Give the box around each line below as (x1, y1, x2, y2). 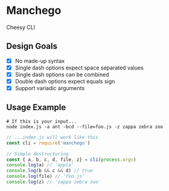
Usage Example (6, 102, 66, 112)
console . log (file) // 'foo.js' (6, 173, 85, 180)
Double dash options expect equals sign (14, 77, 115, 85)
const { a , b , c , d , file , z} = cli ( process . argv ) (6, 157, 136, 163)
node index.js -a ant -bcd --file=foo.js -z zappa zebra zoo (6, 123, 164, 130)
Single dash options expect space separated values (14, 64, 144, 71)
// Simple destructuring (6, 151, 69, 157)
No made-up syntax (14, 57, 65, 64)
